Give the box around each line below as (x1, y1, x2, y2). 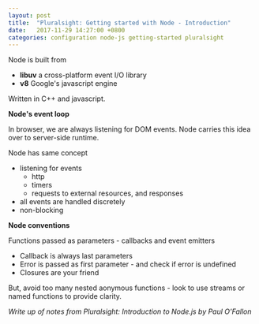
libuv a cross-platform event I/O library (19, 70, 148, 80)
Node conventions (8, 221, 70, 230)
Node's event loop (8, 110, 69, 119)
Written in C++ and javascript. (8, 94, 106, 103)
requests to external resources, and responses (31, 188, 184, 198)
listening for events (19, 163, 83, 173)
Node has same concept (8, 148, 88, 158)
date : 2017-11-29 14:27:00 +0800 (8, 26, 126, 34)
